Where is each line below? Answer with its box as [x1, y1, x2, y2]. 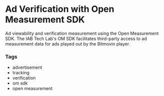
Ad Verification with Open [5, 3, 115, 15]
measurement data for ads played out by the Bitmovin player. [5, 41, 131, 47]
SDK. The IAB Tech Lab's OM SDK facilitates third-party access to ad [5, 36, 147, 42]
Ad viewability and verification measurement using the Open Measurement [5, 30, 159, 36]
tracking [12, 70, 30, 76]
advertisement [12, 64, 42, 70]
